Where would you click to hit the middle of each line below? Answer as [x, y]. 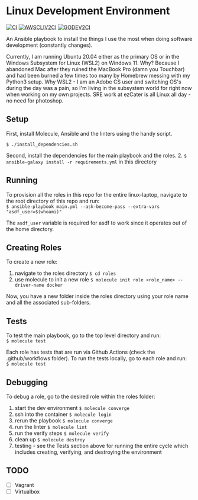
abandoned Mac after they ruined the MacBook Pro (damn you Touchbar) [95, 69]
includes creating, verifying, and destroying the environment [88, 452]
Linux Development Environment [88, 11]
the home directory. [30, 229]
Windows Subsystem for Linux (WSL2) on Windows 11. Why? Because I [93, 63]
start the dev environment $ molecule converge [72, 408]
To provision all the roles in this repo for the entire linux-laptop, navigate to [97, 194]
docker [55, 286]
